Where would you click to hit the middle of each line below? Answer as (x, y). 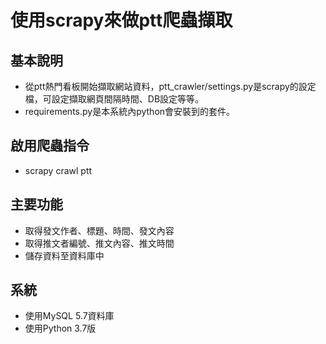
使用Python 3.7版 (60, 328)
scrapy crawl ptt (58, 170)
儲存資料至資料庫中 (64, 255)
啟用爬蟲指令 (50, 146)
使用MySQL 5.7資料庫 (69, 316)
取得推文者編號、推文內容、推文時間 (99, 243)
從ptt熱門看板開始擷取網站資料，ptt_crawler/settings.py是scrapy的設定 (170, 86)
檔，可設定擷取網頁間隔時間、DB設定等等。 (114, 99)
